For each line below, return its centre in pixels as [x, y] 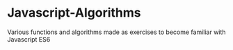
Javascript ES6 [29, 39]
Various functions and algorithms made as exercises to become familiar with [116, 32]
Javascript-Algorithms [74, 13]
